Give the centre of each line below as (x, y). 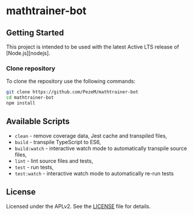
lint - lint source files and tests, (54, 161)
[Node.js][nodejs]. (28, 53)
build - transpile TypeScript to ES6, (58, 142)
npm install (21, 103)
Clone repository (31, 68)
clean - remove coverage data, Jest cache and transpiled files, (91, 136)
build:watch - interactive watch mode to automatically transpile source (101, 148)
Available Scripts (38, 121)
